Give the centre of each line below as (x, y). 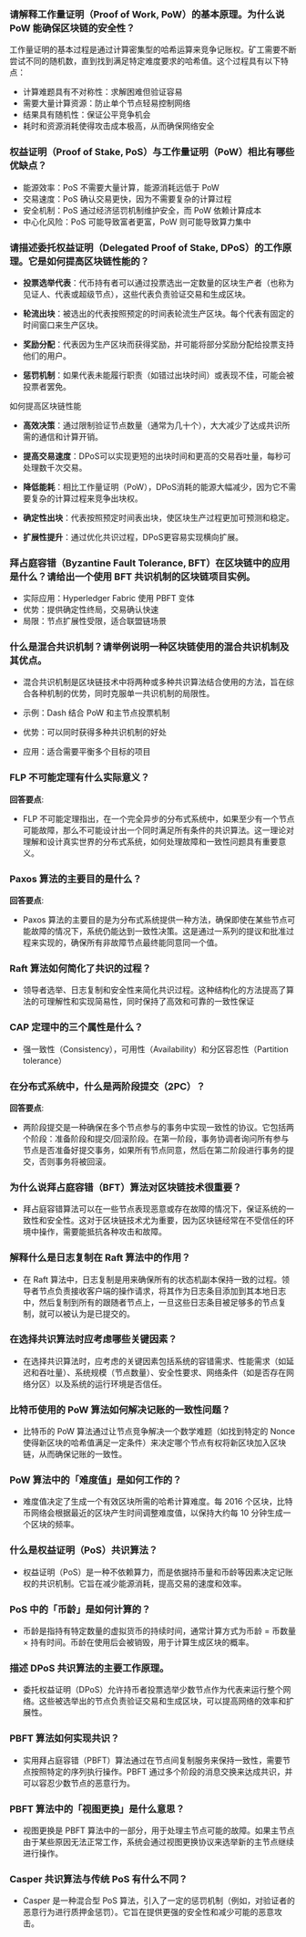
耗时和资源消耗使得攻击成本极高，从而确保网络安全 (118, 126)
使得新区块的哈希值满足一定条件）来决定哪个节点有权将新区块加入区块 (154, 1442)
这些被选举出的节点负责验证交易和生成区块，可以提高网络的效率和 (163, 1701)
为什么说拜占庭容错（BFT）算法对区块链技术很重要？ (126, 1187)
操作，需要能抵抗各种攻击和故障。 (102, 1232)
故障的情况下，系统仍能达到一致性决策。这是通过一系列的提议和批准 (158, 932)
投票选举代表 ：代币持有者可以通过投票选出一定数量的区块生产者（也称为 (158, 282)
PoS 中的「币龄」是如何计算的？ (80, 1609)
